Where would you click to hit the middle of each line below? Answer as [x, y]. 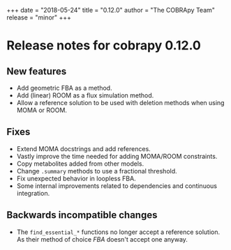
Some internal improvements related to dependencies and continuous [117, 186]
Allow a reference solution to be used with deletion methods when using [120, 103]
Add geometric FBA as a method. [64, 88]
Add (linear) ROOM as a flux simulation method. [85, 95]
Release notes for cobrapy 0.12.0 [104, 46]
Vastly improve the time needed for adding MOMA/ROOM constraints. [117, 156]
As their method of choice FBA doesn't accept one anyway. [102, 239]
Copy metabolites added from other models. [80, 164]
